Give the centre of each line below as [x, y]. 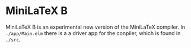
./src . [13, 39]
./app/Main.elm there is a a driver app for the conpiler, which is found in [93, 33]
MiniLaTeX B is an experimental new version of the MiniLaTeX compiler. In [95, 27]
